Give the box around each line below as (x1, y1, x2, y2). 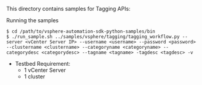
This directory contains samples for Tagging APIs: (6, 5, 131, 12)
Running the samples (6, 17, 59, 24)
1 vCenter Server (24, 66, 67, 74)
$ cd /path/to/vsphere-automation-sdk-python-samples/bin (6, 28, 155, 34)
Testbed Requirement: (15, 60, 71, 67)
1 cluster (24, 73, 45, 80)
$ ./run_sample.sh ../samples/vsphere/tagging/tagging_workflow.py (6, 34, 180, 40)
